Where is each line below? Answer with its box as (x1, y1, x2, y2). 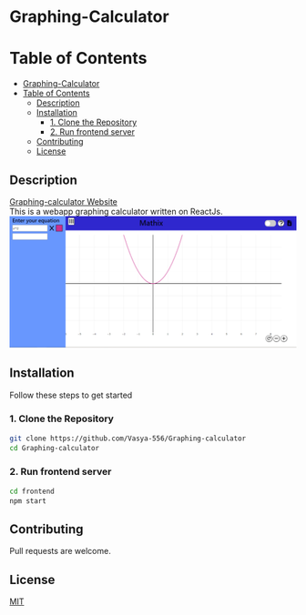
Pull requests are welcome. (9, 546, 111, 557)
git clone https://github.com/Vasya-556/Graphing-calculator (9, 434, 247, 443)
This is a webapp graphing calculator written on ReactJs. (9, 206, 223, 217)
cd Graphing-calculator (9, 443, 100, 452)
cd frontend (9, 487, 55, 496)
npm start (9, 496, 47, 506)
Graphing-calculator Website (9, 196, 118, 207)
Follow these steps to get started (9, 389, 133, 400)
